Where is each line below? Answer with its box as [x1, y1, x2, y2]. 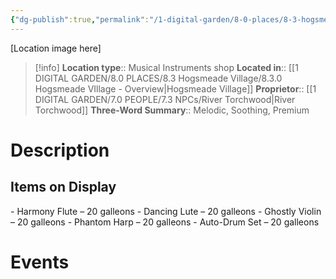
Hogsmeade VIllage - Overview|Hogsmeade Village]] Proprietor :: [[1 [34, 82, 317, 95]
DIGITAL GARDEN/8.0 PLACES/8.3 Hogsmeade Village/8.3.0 [34, 72, 283, 84]
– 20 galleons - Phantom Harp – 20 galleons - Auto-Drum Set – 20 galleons [10, 216, 320, 228]
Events [10, 251, 70, 273]
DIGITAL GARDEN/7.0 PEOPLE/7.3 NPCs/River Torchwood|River [34, 93, 296, 105]
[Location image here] [10, 42, 102, 54]
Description [10, 139, 110, 161]
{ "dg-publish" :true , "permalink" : [10, 14, 150, 25]
